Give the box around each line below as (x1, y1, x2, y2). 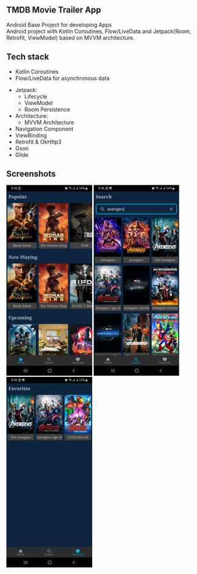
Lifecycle (24, 93, 48, 100)
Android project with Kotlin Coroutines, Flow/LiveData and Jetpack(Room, (6, 27, 192, 35)
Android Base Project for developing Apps (6, 21, 112, 28)
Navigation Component (15, 125, 74, 132)
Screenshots (6, 169, 56, 179)
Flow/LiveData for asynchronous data (15, 74, 110, 82)
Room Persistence (24, 106, 70, 113)
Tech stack (6, 52, 49, 62)
